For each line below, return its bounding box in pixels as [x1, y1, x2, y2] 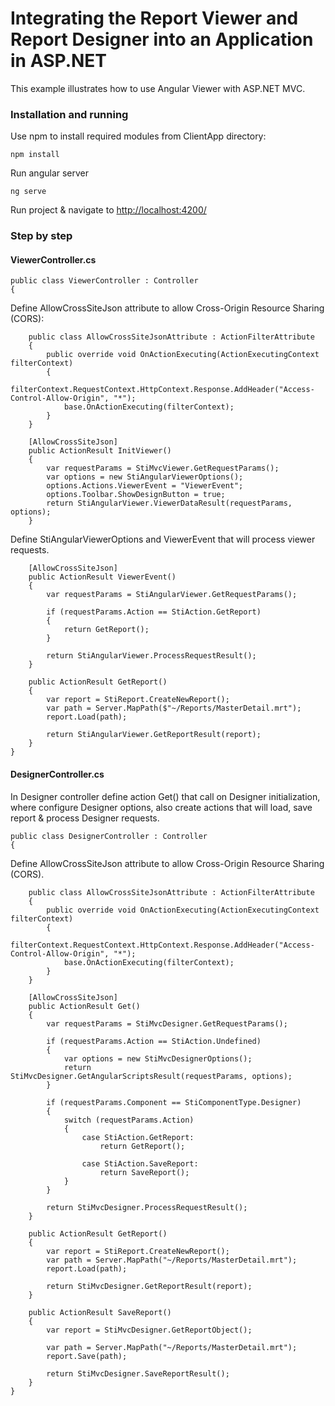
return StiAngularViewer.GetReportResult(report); [46, 730, 262, 740]
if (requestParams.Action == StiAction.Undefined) [46, 1036, 262, 1046]
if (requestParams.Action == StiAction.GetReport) [46, 607, 262, 617]
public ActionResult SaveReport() [28, 1307, 172, 1317]
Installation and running [10, 107, 129, 121]
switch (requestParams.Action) [63, 1115, 195, 1125]
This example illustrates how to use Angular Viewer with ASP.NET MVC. [10, 82, 306, 94]
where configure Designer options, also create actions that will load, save [10, 801, 313, 813]
